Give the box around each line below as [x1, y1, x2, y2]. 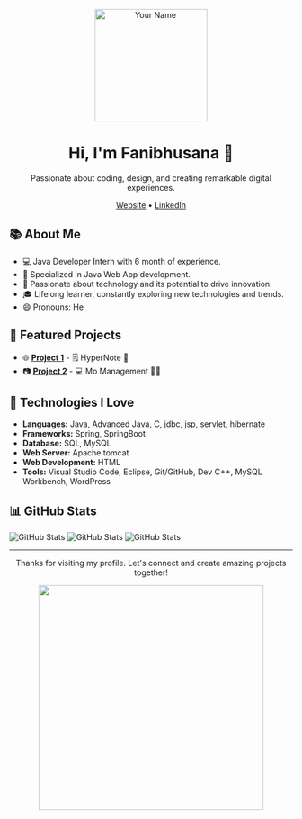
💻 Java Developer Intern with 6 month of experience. [22, 256, 222, 266]
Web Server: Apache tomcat [22, 447, 129, 458]
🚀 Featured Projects [9, 328, 122, 343]
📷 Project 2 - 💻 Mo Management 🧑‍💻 [22, 365, 162, 376]
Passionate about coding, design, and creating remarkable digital [30, 172, 272, 184]
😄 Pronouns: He [22, 301, 84, 312]
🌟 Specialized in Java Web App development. [22, 268, 191, 279]
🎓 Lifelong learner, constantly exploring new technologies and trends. [22, 288, 285, 299]
